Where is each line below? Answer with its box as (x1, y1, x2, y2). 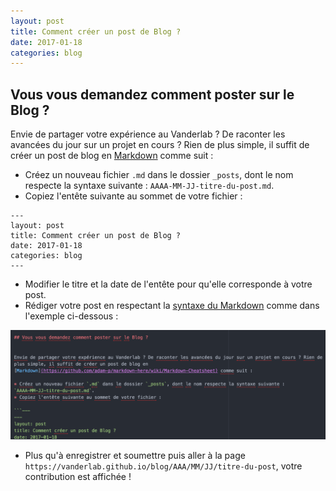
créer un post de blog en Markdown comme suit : (10, 150, 214, 162)
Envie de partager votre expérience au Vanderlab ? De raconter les (10, 128, 286, 140)
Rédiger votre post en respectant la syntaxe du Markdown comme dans (24, 300, 320, 312)
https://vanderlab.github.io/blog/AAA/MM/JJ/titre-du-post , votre (24, 460, 303, 472)
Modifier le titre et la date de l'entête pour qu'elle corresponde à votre (24, 278, 313, 290)
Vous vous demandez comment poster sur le (10, 86, 295, 103)
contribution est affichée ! (24, 471, 132, 483)
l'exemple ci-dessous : (24, 310, 119, 322)
